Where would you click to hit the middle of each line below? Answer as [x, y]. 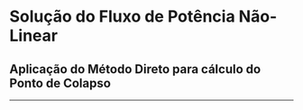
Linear [34, 36]
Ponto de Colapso [60, 83]
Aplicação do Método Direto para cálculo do [135, 69]
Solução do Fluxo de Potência [123, 17]
